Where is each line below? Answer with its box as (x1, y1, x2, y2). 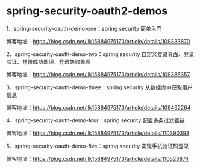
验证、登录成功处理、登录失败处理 (6, 58, 91, 65)
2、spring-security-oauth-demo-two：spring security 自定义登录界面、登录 (6, 50, 195, 58)
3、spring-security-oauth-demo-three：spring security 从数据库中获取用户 (6, 83, 193, 91)
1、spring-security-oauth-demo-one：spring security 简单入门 (6, 25, 162, 32)
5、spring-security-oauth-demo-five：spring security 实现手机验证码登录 (6, 142, 189, 149)
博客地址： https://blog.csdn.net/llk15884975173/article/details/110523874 (6, 155, 189, 162)
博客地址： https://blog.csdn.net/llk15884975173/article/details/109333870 (6, 37, 190, 45)
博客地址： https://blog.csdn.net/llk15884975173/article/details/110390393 (6, 129, 190, 137)
